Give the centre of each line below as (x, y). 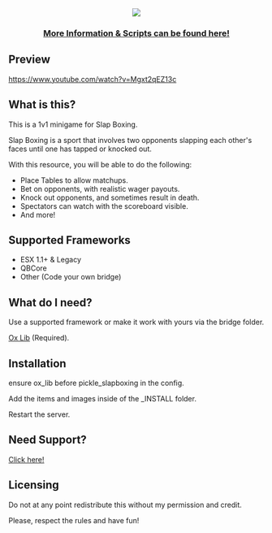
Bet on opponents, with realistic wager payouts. (100, 188)
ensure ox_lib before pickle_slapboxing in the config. (96, 383)
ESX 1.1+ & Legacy (51, 260)
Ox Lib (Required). (39, 338)
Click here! (26, 459)
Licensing (34, 485)
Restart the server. (39, 414)
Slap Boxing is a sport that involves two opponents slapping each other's (130, 140)
